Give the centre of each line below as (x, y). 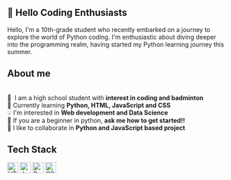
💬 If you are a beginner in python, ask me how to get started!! (96, 120)
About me (29, 74)
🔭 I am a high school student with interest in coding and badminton (105, 97)
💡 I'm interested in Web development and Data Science (88, 113)
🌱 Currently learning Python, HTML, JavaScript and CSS (89, 105)
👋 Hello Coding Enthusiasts (67, 13)
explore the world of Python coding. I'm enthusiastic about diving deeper (112, 37)
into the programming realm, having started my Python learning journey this (116, 44)
